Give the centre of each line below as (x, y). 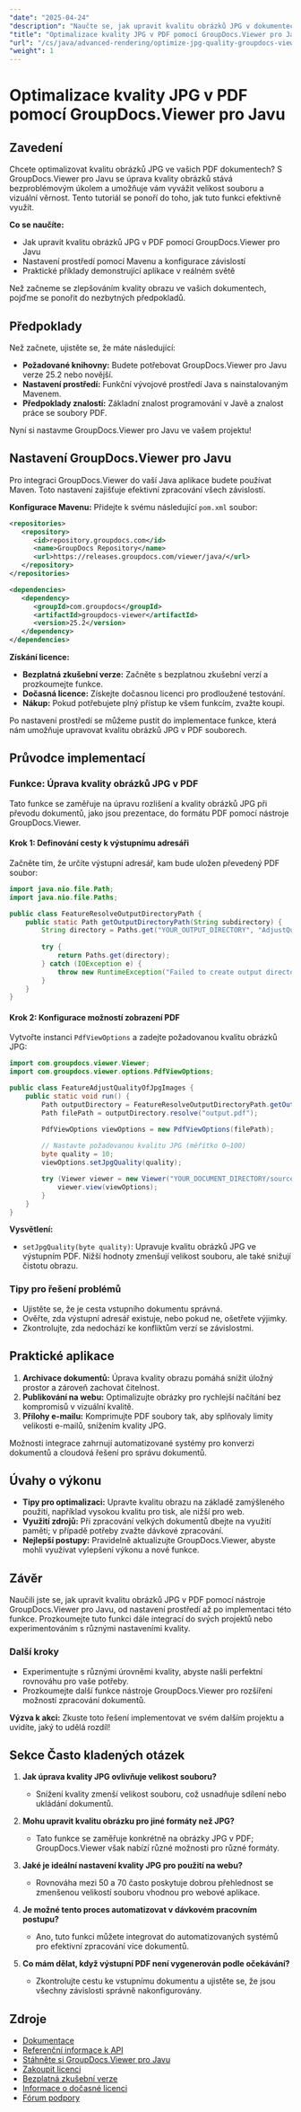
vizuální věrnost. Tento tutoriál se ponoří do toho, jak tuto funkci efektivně (146, 198)
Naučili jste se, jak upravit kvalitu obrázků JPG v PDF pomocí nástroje (138, 1600)
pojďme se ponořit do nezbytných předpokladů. (98, 298)
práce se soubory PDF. (64, 412)
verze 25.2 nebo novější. (68, 375)
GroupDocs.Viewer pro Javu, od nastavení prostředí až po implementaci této (150, 1610)
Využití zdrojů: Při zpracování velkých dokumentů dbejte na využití (146, 1521)
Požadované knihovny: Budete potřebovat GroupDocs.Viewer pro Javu (154, 365)
